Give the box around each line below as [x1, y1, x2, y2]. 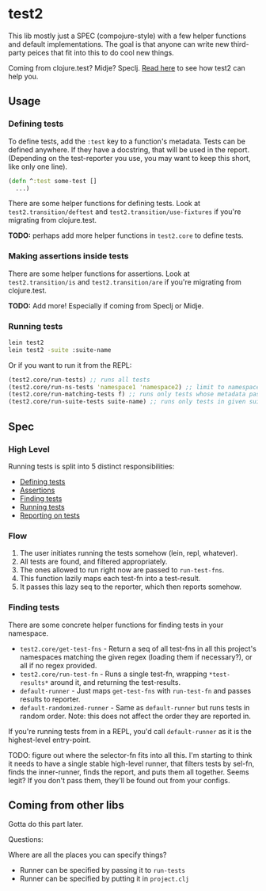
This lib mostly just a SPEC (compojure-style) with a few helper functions [8, 31, 247, 40]
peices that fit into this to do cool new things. [27, 48, 174, 57]
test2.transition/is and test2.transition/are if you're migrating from [8, 277, 241, 286]
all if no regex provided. [19, 660, 97, 670]
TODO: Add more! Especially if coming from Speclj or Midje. [8, 300, 204, 310]
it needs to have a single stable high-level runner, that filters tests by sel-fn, [8, 759, 255, 768]
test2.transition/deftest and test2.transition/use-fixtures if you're [8, 207, 241, 216]
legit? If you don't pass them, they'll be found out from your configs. [8, 775, 230, 785]
